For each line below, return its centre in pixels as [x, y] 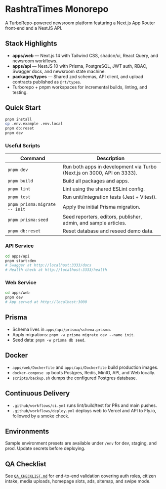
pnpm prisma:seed [28, 220]
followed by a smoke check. [41, 416]
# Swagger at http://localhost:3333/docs [48, 266]
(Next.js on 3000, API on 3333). [100, 173]
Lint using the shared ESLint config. [104, 189]
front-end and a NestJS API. [34, 28]
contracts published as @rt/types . [47, 82]
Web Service [21, 283]
